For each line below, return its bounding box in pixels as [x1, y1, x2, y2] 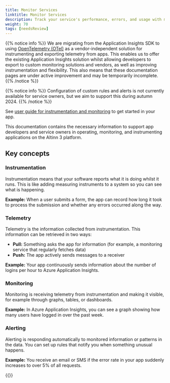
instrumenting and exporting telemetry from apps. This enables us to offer [5, 51, 160, 57]
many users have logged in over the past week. [5, 312, 104, 318]
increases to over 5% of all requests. [5, 362, 82, 368]
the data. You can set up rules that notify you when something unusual [5, 341, 153, 347]
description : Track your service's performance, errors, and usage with [5, 17, 162, 22]
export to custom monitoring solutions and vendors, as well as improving [5, 62, 157, 68]
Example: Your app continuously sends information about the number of [5, 262, 156, 268]
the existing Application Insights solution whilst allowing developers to [5, 56, 151, 62]
